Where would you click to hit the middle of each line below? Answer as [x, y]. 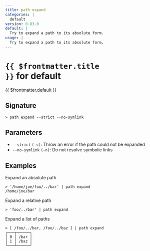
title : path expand [25, 10]
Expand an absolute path [31, 178]
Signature [21, 106]
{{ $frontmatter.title [52, 66]
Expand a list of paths [27, 219]
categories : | [20, 15]
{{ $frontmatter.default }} [31, 90]
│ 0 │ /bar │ [19, 237]
